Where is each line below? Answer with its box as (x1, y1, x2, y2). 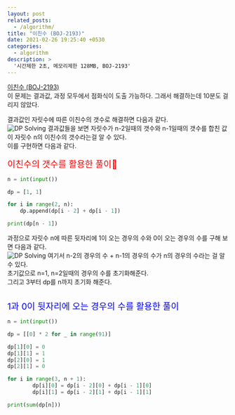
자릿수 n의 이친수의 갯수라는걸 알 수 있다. (14, 133, 127, 141)
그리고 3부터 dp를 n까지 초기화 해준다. (7, 278, 112, 286)
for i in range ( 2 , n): (7, 201, 74, 208)
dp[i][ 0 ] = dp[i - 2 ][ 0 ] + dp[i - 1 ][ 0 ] (32, 382, 152, 390)
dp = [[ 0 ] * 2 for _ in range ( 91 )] (7, 331, 112, 338)
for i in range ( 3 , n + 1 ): (7, 376, 86, 383)
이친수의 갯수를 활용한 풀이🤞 (7, 159, 118, 170)
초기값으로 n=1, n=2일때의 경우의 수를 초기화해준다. (7, 269, 149, 277)
